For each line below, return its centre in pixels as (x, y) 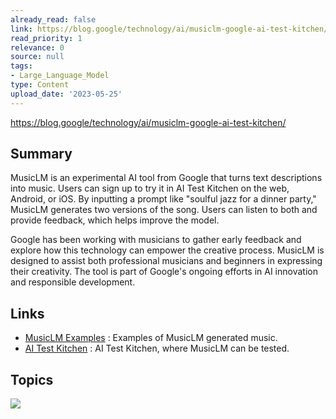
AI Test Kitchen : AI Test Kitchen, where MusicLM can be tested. (157, 348)
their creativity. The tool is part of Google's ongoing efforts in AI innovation (164, 272)
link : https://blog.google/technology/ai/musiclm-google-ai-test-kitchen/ (169, 29)
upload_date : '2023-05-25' (66, 94)
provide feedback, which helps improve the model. (115, 220)
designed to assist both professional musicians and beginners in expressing (166, 261)
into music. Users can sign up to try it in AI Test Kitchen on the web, (150, 188)
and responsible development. (73, 282)
